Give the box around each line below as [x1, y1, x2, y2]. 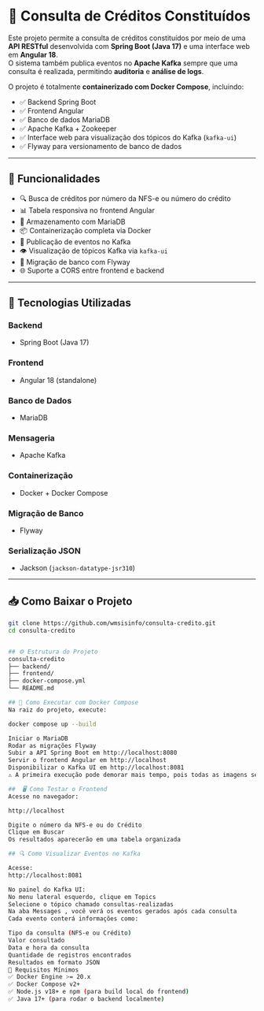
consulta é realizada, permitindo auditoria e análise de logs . [8, 66, 204, 76]
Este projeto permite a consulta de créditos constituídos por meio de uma [8, 33, 246, 43]
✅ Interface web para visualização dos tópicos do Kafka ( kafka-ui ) [19, 132, 237, 142]
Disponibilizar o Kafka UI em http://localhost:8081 [8, 764, 185, 771]
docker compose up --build [8, 720, 97, 728]
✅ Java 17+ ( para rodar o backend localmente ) [8, 995, 165, 1003]
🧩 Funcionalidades [8, 173, 101, 186]
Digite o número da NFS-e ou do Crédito [8, 821, 143, 829]
